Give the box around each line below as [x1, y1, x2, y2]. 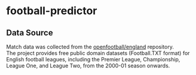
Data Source [6, 28, 53, 38]
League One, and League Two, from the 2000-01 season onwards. [6, 62, 170, 69]
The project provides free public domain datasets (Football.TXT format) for [6, 50, 190, 57]
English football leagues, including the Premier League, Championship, [6, 56, 180, 63]
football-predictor [6, 4, 97, 18]
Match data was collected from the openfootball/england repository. [6, 43, 174, 50]
